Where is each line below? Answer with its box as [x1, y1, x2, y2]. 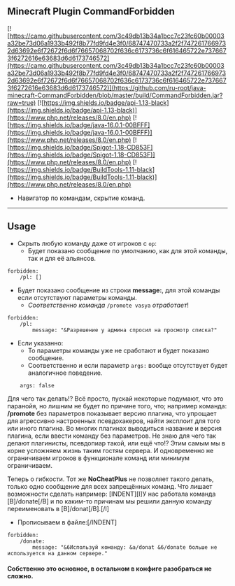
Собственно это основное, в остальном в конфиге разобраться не [7, 564, 212, 573]
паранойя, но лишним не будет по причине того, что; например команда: [7, 401, 227, 410]
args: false [20, 382, 55, 389]
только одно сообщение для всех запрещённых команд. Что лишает [7, 482, 213, 490]
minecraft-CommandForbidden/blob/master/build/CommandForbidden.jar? [7, 91, 223, 99]
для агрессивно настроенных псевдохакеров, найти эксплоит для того [7, 416, 220, 425]
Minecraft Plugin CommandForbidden [7, 6, 175, 17]
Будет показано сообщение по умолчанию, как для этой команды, [27, 246, 228, 255]
